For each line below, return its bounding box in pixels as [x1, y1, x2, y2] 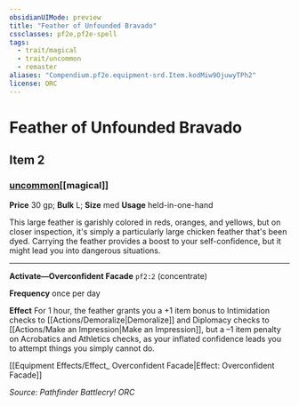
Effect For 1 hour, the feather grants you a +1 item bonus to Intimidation [9, 305, 270, 315]
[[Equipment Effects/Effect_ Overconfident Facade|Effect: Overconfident [9, 360, 275, 370]
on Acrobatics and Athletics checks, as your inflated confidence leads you [9, 333, 282, 344]
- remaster [17, 63, 58, 72]
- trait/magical [17, 46, 77, 55]
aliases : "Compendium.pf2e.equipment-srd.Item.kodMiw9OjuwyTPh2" [9, 71, 256, 80]
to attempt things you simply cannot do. [9, 343, 156, 354]
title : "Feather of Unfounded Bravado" [9, 21, 158, 30]
